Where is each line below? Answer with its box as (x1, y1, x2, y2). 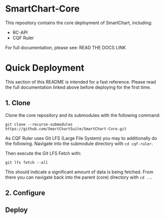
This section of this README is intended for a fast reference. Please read (5, 79, 156, 85)
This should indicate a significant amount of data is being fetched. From (5, 169, 154, 175)
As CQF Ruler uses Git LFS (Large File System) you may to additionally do (5, 135, 157, 141)
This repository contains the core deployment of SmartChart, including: (5, 20, 152, 26)
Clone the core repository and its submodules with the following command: (5, 112, 160, 118)
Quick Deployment (5, 62, 84, 74)
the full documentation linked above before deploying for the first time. (5, 84, 151, 90)
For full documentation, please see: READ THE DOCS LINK (5, 44, 126, 50)
